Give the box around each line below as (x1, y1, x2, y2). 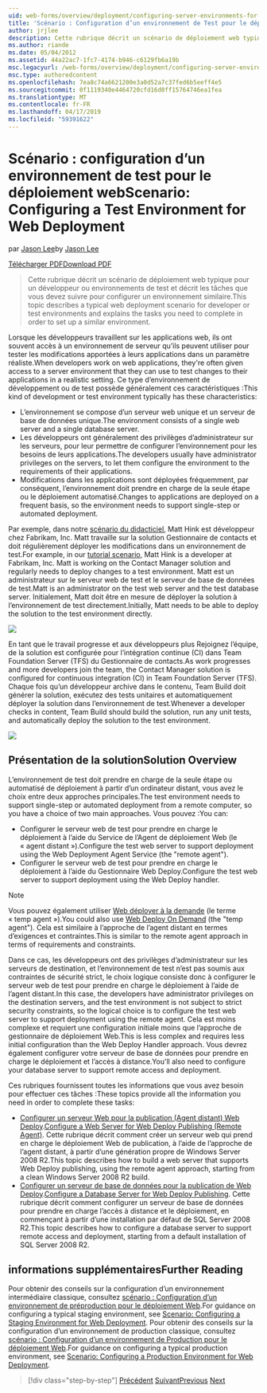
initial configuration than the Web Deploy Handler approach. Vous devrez (8, 1039, 248, 1049)
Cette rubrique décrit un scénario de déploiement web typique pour (27, 274, 250, 284)
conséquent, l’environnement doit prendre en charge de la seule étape (19, 483, 250, 492)
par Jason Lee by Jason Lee (8, 244, 99, 253)
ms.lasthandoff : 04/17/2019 (8, 108, 102, 116)
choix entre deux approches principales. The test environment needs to (8, 791, 241, 801)
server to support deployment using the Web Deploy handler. (19, 874, 220, 885)
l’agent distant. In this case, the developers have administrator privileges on (8, 989, 254, 999)
